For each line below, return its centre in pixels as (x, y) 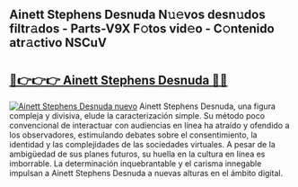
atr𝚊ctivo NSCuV (58, 43)
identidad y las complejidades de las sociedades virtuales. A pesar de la (142, 144)
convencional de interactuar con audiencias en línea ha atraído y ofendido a (149, 125)
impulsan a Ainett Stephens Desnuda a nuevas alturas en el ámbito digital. (146, 173)
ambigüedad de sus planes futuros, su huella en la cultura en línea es (137, 154)
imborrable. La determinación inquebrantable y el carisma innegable (136, 164)
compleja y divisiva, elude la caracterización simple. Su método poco (137, 116)
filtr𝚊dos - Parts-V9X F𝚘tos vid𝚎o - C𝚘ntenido (142, 29)
